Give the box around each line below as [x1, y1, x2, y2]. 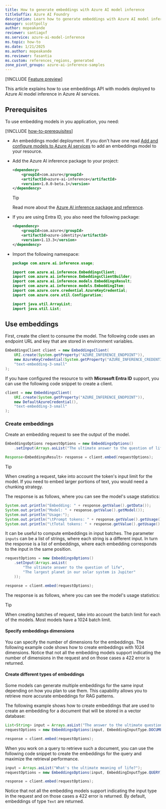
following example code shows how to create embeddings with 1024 [5, 644, 145, 650]
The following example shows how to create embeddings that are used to [5, 702, 155, 709]
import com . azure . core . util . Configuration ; [12, 292, 104, 297]
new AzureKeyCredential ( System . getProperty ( [14, 357, 107, 362]
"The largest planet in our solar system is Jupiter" [23, 570, 136, 575]
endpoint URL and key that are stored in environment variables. [5, 338, 134, 345]
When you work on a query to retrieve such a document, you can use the [5, 745, 154, 751]
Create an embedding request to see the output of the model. [5, 432, 130, 438]
